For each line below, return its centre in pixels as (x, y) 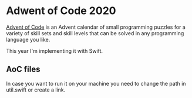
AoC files (23, 70)
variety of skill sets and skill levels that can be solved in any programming (95, 33)
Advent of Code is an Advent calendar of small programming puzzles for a (96, 27)
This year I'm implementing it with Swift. (55, 50)
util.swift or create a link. (36, 90)
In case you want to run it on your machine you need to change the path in (96, 83)
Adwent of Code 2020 (61, 11)
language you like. (28, 39)
